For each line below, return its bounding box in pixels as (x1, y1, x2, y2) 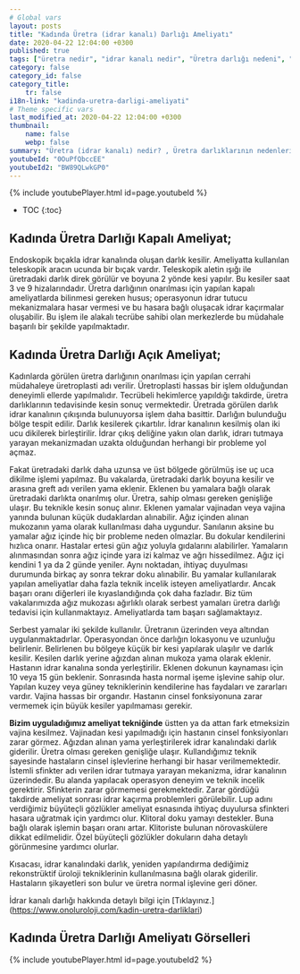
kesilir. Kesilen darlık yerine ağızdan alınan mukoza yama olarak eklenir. (9, 653, 271, 663)
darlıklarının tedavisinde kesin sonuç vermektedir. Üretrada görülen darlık (9, 399, 279, 410)
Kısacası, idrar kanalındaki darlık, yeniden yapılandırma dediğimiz (9, 859, 249, 869)
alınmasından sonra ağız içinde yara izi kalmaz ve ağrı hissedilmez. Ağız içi (9, 550, 284, 560)
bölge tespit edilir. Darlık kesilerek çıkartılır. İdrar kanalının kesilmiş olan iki (9, 418, 280, 429)
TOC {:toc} (21, 205, 62, 216)
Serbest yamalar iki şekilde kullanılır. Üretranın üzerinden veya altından (9, 624, 270, 635)
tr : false (25, 88, 62, 97)
